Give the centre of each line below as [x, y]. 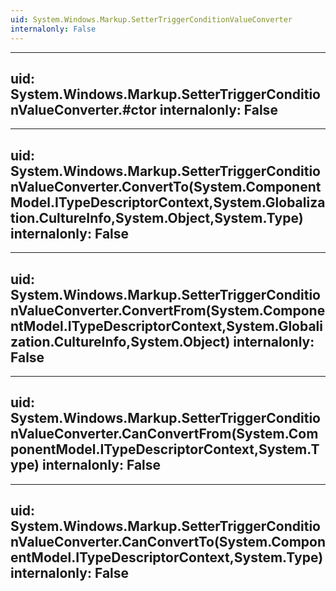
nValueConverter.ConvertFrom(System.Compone [168, 310]
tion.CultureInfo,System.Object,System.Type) [157, 217]
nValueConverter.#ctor [83, 109]
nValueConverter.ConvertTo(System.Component [166, 186]
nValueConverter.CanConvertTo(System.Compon [168, 542]
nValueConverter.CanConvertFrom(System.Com [164, 434]
